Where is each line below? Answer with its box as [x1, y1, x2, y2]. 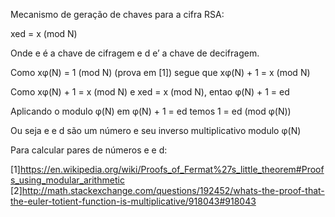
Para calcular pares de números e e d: [10, 144, 168, 156]
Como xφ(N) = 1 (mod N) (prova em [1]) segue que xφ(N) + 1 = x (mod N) [10, 67, 311, 78]
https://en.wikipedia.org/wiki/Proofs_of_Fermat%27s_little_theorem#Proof [19, 164, 325, 175]
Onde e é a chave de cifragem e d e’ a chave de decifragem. [10, 47, 260, 59]
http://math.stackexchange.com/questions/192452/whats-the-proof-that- [21, 185, 325, 196]
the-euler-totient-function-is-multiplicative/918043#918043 [10, 195, 257, 207]
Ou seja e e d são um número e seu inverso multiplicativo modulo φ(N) [10, 125, 302, 136]
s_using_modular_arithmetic [10, 174, 125, 186]
